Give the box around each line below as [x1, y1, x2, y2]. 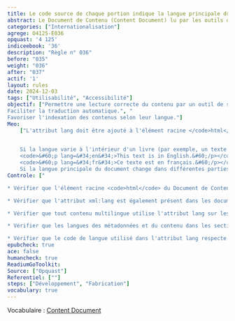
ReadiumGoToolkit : [7, 261, 61, 268]
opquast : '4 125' [7, 36, 58, 43]
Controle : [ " [7, 172, 45, 179]
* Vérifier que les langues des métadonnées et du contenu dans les [7, 223, 211, 230]
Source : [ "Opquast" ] [7, 267, 68, 274]
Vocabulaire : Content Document [7, 306, 101, 314]
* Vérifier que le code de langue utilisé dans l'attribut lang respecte [7, 235, 227, 242]
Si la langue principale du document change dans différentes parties [20, 165, 230, 172]
